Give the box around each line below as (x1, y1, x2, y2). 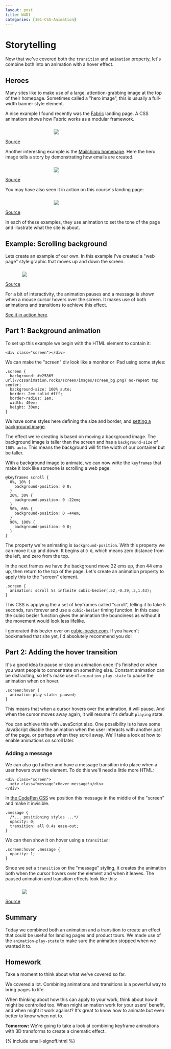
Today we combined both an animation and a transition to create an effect (5, 926, 161, 933)
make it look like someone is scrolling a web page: (5, 465, 111, 471)
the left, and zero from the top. (5, 553, 70, 559)
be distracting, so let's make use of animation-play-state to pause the (5, 672, 154, 678)
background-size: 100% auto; (10, 386, 72, 392)
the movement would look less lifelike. (5, 618, 86, 624)
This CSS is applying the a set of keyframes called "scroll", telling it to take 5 (5, 601, 166, 607)
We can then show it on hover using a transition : (5, 837, 110, 843)
